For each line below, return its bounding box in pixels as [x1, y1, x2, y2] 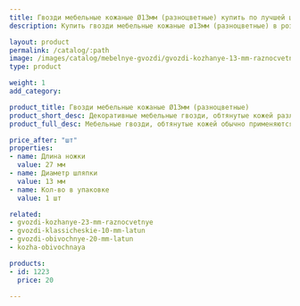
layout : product [9, 37, 70, 46]
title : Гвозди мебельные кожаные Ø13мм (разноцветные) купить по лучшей [9, 12, 286, 22]
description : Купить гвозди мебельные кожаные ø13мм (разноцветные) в [9, 21, 278, 30]
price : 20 [17, 276, 54, 285]
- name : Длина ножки [9, 153, 87, 161]
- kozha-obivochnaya [9, 243, 87, 252]
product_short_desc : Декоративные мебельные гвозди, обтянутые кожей [9, 111, 274, 120]
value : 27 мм [17, 161, 66, 170]
